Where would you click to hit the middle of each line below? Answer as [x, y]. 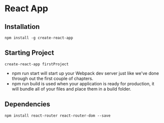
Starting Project [30, 53]
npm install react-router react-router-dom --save [58, 116]
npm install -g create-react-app [39, 38]
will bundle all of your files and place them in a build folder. [71, 89]
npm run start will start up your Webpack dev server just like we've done [85, 73]
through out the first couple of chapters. [52, 78]
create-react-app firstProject [37, 64]
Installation [22, 27]
